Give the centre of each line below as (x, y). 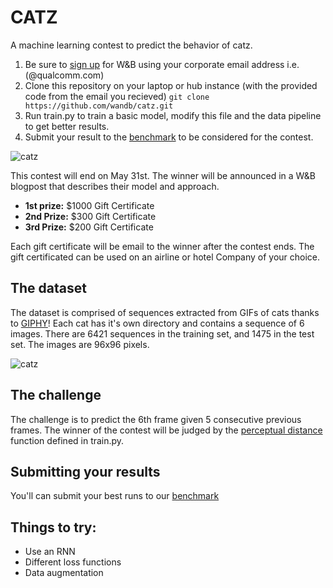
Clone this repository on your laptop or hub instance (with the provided (171, 85)
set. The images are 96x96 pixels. (80, 344)
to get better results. (67, 126)
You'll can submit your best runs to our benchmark (115, 496)
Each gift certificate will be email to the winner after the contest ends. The (162, 246)
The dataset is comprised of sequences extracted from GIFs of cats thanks (165, 312)
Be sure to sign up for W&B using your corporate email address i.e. (162, 64)
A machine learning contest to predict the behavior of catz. (131, 45)
